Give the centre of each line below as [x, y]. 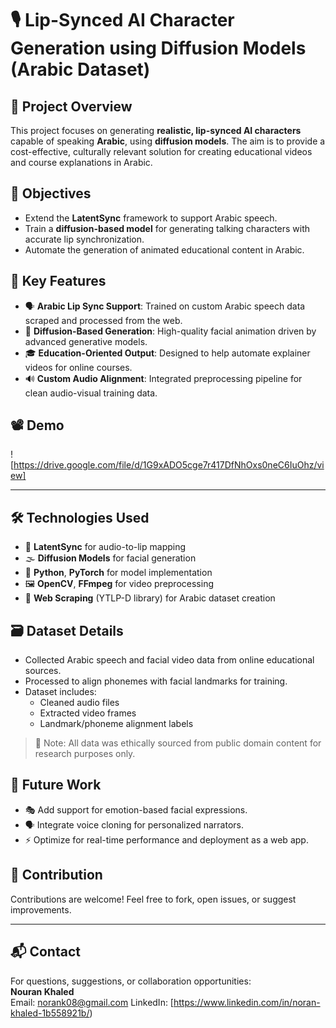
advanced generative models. [86, 341]
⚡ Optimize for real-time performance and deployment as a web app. [166, 839]
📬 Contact [45, 952]
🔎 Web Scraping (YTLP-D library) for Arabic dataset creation [150, 598]
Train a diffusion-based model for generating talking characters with [167, 228]
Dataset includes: [60, 692]
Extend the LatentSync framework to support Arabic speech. [151, 218]
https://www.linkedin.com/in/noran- [247, 1002]
